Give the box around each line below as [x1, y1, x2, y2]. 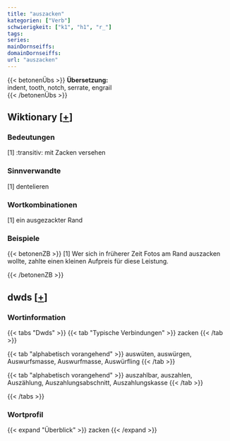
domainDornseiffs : [7, 50, 61, 57]
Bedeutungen [7, 132, 55, 142]
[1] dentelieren [7, 182, 49, 191]
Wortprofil [7, 409, 44, 419]
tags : [7, 30, 23, 37]
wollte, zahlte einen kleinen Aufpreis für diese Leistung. [7, 257, 169, 266]
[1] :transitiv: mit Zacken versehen [7, 148, 106, 157]
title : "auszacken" [7, 10, 65, 18]
